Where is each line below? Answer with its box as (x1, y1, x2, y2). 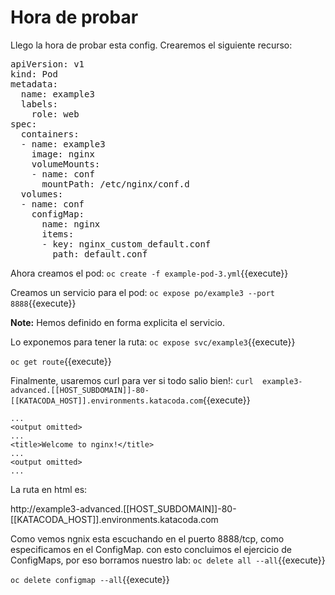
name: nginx (41, 218, 101, 230)
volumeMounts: (31, 158, 101, 170)
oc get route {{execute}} (10, 355, 112, 367)
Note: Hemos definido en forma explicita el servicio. (10, 316, 226, 328)
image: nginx (31, 148, 95, 160)
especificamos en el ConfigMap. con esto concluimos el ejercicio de (10, 543, 292, 555)
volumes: (20, 188, 64, 200)
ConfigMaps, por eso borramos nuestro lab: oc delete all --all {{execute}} (10, 554, 326, 566)
